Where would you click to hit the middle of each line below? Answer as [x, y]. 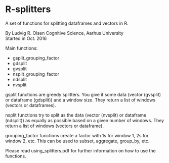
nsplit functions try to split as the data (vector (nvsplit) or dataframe [76, 115]
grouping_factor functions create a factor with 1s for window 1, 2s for [77, 135]
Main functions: [22, 48]
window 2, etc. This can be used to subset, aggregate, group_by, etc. [77, 141]
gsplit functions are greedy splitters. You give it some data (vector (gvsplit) [83, 94]
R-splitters [28, 9]
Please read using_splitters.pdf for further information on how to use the [80, 150]
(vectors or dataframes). [31, 105]
